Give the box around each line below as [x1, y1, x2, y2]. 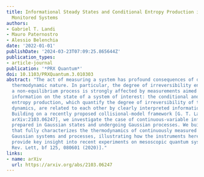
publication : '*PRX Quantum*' [6, 65, 83, 72]
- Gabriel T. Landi [6, 26, 56, 32]
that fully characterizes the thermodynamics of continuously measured [12, 128, 197, 134]
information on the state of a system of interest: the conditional [12, 94, 189, 100]
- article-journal [6, 60, 53, 66]
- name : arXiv [6, 156, 42, 162]
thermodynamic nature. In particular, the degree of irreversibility [12, 83, 191, 89]
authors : [6, 20, 29, 26]
